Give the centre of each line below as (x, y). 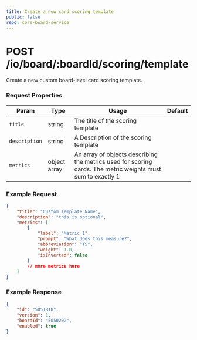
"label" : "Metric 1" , (64, 233)
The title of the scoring (105, 120)
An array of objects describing (116, 154)
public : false (23, 17)
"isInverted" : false (62, 255)
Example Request (31, 194)
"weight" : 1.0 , (56, 250)
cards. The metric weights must (118, 169)
